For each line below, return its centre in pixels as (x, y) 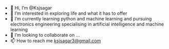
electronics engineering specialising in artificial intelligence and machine (87, 24)
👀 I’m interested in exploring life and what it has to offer (69, 13)
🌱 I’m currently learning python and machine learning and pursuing (81, 19)
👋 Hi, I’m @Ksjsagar (31, 8)
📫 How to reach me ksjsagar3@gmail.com (55, 41)
